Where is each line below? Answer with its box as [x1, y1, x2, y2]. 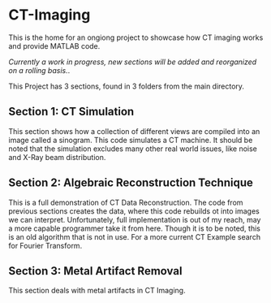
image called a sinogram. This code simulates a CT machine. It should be [8, 135, 253, 145]
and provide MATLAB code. [8, 41, 101, 50]
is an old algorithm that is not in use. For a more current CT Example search [8, 232, 261, 241]
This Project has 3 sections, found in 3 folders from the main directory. [8, 81, 245, 91]
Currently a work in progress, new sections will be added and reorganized [8, 57, 257, 67]
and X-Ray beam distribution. [8, 152, 106, 162]
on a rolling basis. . [8, 65, 71, 75]
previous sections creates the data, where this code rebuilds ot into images [8, 206, 260, 216]
